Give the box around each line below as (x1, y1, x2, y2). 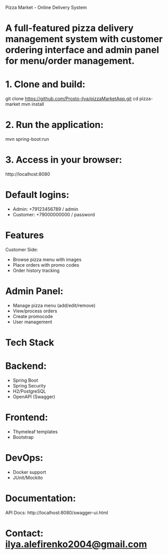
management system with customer (5, 33, 163, 45)
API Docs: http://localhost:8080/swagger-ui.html (5, 509, 108, 515)
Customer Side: (5, 246, 39, 252)
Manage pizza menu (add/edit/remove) (12, 302, 96, 308)
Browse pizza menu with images (12, 256, 82, 263)
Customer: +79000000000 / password (12, 211, 95, 217)
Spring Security (12, 382, 46, 388)
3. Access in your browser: (5, 154, 122, 166)
